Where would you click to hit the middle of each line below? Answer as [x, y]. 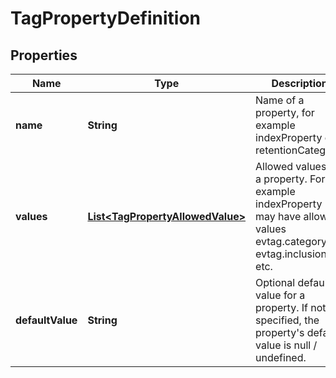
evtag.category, [292, 241]
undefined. [281, 357]
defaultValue [46, 320]
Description [299, 83]
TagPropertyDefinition [106, 18]
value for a [280, 295]
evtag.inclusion [291, 254]
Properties [44, 55]
